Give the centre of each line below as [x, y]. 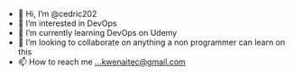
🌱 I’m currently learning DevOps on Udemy [97, 33]
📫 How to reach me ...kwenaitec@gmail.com [102, 62]
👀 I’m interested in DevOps [67, 23]
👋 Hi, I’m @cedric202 [57, 14]
